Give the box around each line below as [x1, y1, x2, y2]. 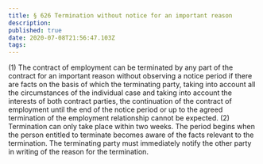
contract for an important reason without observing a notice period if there [8, 71, 253, 81]
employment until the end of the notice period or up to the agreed [8, 105, 223, 115]
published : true [8, 26, 62, 34]
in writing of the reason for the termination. [8, 147, 149, 157]
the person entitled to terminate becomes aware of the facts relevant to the [8, 130, 254, 139]
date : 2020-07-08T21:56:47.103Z [8, 33, 115, 42]
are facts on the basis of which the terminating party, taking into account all [8, 80, 256, 90]
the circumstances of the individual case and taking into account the [8, 88, 233, 97]
